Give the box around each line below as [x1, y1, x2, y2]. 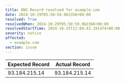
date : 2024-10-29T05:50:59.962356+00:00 [5, 12, 91, 17]
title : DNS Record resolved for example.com [5, 7, 100, 13]
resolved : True [5, 17, 37, 22]
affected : [5, 36, 26, 41]
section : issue [5, 45, 37, 50]
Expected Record [8, 61, 50, 68]
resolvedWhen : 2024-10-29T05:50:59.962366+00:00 [5, 21, 109, 27]
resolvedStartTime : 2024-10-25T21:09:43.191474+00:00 [5, 26, 120, 31]
